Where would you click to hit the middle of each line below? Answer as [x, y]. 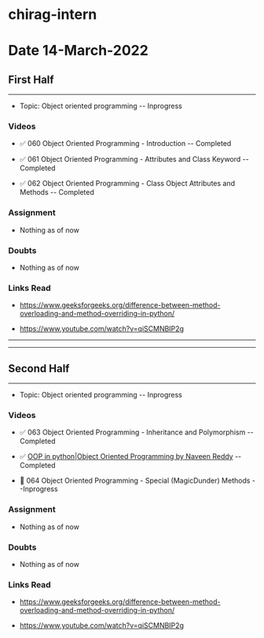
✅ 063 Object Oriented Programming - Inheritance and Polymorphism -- [136, 432]
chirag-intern [53, 15]
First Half [31, 79]
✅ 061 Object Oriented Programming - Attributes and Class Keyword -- [134, 159]
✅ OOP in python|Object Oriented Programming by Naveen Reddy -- [130, 457]
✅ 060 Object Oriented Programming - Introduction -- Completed [125, 144]
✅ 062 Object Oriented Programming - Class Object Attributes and [127, 184]
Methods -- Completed [57, 192]
